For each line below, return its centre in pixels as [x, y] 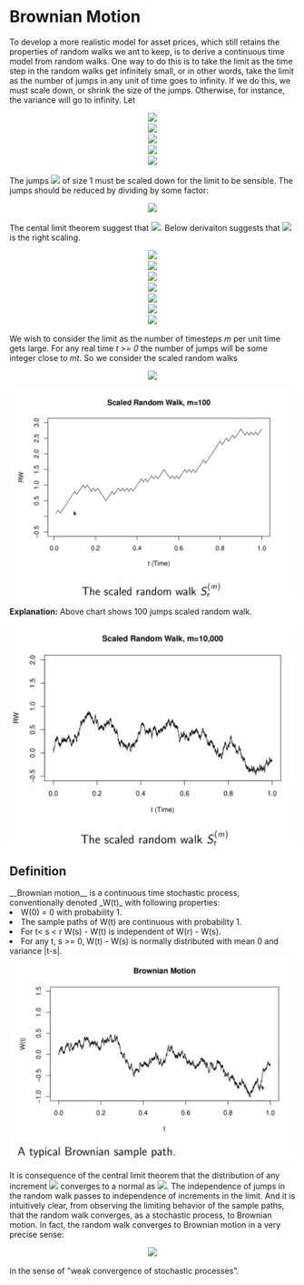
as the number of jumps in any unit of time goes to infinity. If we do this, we [150, 80]
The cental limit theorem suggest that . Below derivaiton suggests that [145, 227]
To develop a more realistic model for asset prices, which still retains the [145, 42]
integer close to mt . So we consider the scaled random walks [123, 357]
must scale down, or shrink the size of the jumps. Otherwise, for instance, [147, 90]
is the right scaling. [45, 237]
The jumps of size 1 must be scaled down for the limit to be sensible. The [151, 180]
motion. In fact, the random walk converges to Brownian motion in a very [145, 1225]
